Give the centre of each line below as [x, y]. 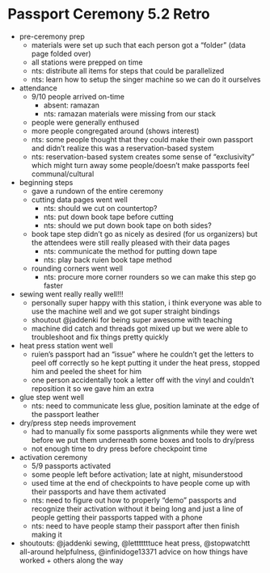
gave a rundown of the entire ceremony [97, 191]
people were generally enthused [85, 122]
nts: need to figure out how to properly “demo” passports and [134, 500]
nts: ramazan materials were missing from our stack [130, 113]
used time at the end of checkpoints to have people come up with [141, 482]
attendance [38, 88]
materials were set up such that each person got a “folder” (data [138, 44]
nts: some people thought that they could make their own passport [142, 139]
